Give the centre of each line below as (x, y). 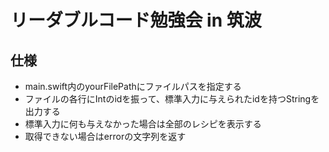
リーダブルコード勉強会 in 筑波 (136, 20)
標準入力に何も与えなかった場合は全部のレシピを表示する (143, 124)
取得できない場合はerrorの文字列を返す (105, 136)
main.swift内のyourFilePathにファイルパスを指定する (133, 86)
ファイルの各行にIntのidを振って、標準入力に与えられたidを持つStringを (172, 99)
